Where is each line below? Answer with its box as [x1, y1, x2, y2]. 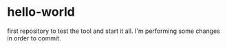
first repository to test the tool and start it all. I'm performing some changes [7, 27, 220, 35]
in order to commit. [7, 34, 61, 42]
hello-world [7, 4, 76, 20]
